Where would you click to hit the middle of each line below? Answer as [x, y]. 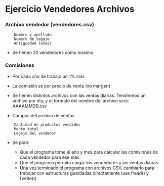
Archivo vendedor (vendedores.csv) [50, 25]
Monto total [26, 129]
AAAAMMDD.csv [30, 106]
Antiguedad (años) [33, 44]
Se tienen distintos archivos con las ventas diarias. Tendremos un [79, 95]
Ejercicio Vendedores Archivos [70, 9]
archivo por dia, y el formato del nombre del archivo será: [71, 100]
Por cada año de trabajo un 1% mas [48, 76]
